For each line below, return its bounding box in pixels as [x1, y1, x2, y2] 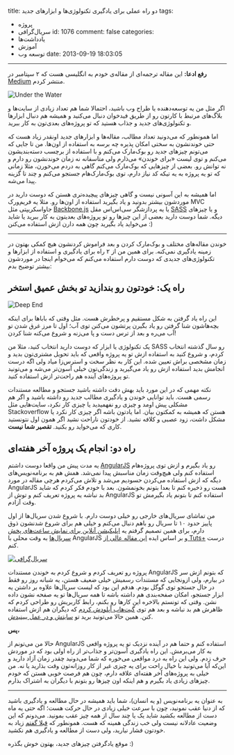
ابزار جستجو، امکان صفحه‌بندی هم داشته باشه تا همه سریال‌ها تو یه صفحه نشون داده [8, 590, 224, 598]
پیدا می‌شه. [8, 177, 37, 184]
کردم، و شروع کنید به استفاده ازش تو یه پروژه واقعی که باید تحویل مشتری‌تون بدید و [8, 349, 224, 358]
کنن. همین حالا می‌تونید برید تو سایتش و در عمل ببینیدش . [8, 612, 153, 621]
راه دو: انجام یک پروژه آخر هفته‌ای [8, 443, 136, 454]
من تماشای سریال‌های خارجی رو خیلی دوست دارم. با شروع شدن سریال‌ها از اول [8, 511, 215, 520]
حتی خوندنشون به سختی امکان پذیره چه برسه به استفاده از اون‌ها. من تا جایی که [8, 140, 215, 148]
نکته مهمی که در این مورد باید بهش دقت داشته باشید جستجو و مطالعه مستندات [8, 385, 211, 393]
